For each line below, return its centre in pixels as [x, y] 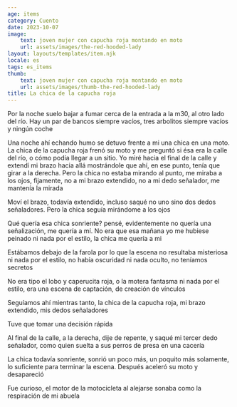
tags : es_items [30, 67]
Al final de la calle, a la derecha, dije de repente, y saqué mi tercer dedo [113, 338]
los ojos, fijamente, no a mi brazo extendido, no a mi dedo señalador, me [114, 181]
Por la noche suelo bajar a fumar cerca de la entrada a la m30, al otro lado [116, 114]
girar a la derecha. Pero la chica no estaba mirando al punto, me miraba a [115, 173]
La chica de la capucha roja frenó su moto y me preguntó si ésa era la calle [117, 150]
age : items [23, 14]
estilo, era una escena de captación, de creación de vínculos [96, 289]
